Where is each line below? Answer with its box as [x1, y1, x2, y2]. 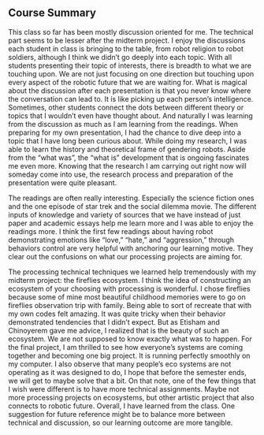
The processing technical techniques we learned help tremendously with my [8, 267, 256, 277]
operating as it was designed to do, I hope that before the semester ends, [8, 367, 247, 377]
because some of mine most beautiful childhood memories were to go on [8, 292, 246, 302]
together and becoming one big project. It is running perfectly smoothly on [8, 351, 251, 360]
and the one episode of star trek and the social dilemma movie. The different [8, 201, 257, 211]
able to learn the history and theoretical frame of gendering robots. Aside [8, 144, 246, 154]
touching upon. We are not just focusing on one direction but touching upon [8, 69, 255, 78]
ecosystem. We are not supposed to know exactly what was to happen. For [8, 334, 252, 344]
